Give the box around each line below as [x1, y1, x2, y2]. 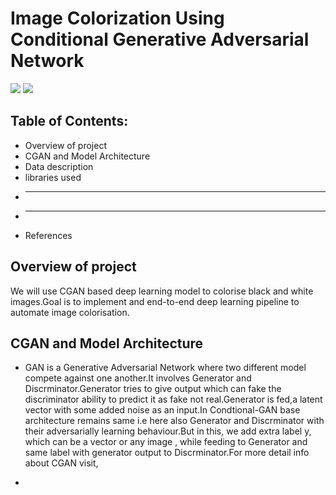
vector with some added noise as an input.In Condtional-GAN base [24, 404, 301, 416]
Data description [24, 160, 94, 172]
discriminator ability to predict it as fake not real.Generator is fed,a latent [24, 393, 323, 406]
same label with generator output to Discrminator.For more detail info [24, 447, 310, 459]
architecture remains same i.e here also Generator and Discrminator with [24, 415, 325, 427]
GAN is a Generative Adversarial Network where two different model [24, 362, 307, 374]
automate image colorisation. [10, 306, 130, 318]
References [24, 229, 73, 241]
